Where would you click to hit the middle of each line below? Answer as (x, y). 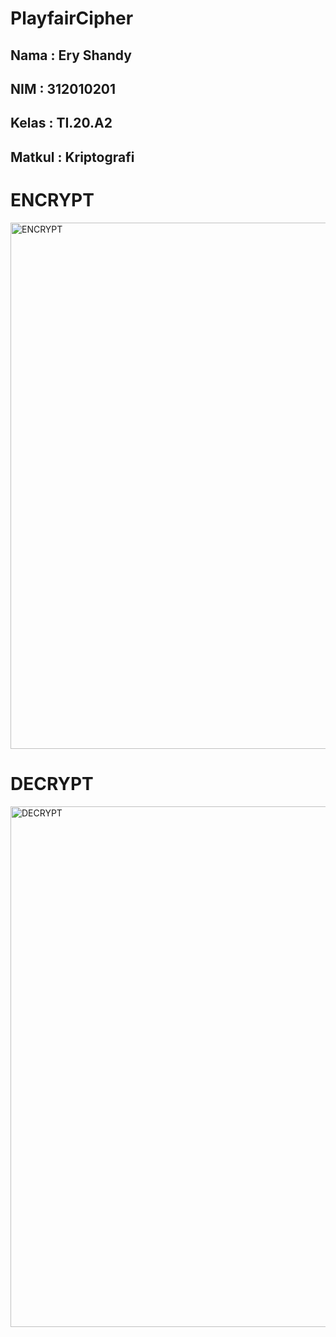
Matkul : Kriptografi (72, 157)
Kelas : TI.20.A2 (61, 123)
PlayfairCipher (72, 18)
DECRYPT (52, 783)
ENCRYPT (52, 199)
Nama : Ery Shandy (71, 55)
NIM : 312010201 (63, 88)
